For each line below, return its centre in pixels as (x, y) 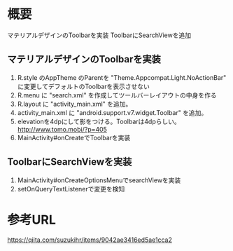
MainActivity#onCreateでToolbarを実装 (74, 137)
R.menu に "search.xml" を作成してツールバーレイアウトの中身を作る (117, 95)
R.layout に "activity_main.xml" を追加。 (75, 104)
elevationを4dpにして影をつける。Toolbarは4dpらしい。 (99, 121)
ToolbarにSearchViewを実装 (70, 162)
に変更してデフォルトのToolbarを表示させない (84, 86)
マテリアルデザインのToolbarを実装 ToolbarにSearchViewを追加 (99, 35)
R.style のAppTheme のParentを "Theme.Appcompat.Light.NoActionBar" (122, 77)
